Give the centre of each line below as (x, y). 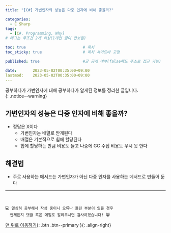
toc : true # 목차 (50, 47)
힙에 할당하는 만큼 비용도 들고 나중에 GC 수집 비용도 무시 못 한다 (84, 146)
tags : (11, 29)
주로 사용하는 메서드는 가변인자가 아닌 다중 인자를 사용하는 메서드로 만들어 (86, 177)
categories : (18, 19)
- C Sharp (20, 24)
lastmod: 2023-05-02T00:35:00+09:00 (48, 75)
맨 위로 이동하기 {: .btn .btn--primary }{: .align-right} (58, 225)
